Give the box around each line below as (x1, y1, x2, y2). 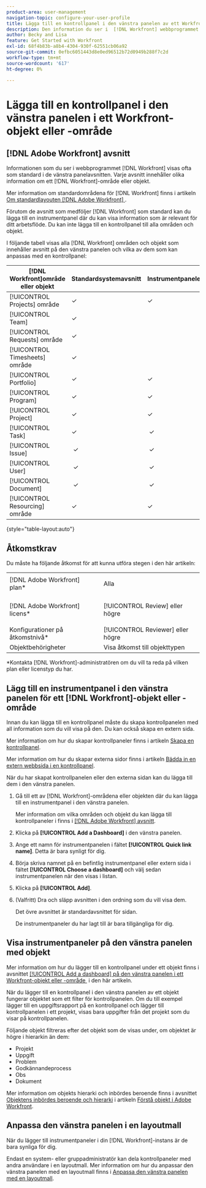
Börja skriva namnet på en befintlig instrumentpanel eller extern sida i (15, 860, 191, 866)
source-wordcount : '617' (6, 60, 70, 66)
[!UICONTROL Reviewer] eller (103, 625, 189, 634)
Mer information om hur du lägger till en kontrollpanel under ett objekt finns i (6, 963, 199, 971)
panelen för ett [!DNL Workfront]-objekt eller (6, 693, 181, 703)
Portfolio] (9, 379, 37, 387)
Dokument (15, 1078, 42, 1085)
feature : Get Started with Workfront (6, 37, 103, 44)
